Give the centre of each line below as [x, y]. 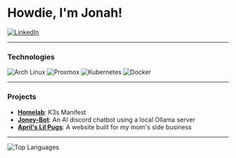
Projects [22, 97]
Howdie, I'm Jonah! [65, 13]
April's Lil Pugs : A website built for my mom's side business [104, 127]
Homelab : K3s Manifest [52, 112]
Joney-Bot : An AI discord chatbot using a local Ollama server [106, 120]
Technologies [31, 57]
